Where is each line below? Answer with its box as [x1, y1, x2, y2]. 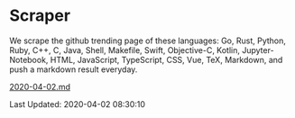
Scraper [9, 5, 70, 26]
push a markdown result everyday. [9, 64, 138, 75]
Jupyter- [242, 44, 274, 55]
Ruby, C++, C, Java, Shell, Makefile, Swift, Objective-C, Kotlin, [9, 44, 241, 55]
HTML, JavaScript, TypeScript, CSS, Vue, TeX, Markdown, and [50, 54, 283, 65]
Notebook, [9, 54, 49, 65]
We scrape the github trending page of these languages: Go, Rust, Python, [9, 35, 287, 46]
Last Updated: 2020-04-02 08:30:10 [9, 98, 146, 109]
